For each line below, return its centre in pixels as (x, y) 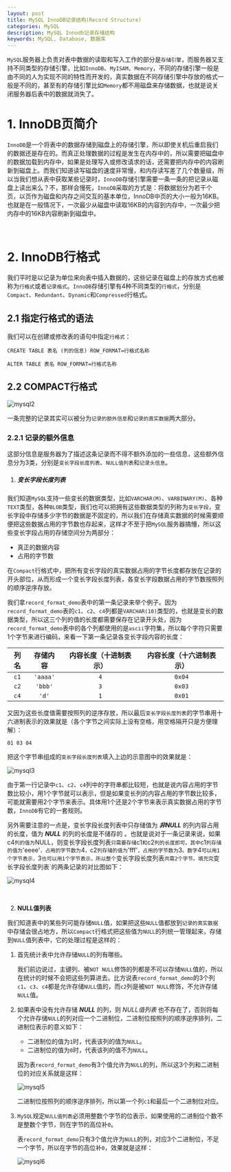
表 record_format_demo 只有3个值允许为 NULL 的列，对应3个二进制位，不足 (118, 1139)
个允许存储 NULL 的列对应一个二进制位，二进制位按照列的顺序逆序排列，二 (120, 1018)
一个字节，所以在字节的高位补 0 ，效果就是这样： (85, 1147)
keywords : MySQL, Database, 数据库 (56, 39)
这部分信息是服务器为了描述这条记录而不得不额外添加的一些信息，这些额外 (112, 454)
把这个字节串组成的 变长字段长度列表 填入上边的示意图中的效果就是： (100, 756)
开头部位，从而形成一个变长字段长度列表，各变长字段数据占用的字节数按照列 (115, 579)
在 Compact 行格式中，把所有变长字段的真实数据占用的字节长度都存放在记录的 (114, 570)
